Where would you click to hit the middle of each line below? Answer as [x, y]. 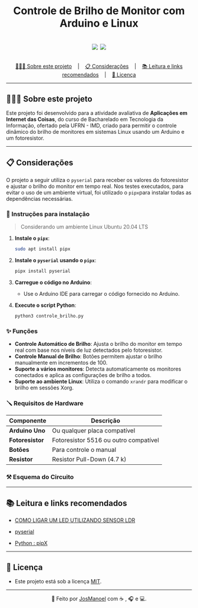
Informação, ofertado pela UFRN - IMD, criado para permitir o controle [91, 125]
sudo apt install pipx [42, 249]
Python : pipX [31, 543]
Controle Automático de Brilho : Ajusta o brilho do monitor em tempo [98, 344]
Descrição [106, 421]
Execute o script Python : [45, 305]
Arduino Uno [27, 431]
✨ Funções [22, 331]
